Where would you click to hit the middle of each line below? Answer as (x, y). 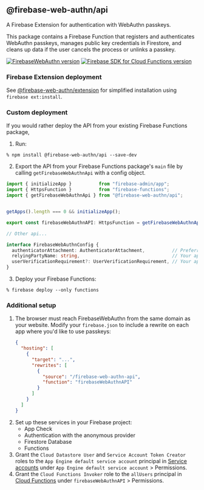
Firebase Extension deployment (54, 77)
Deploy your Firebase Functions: (56, 279)
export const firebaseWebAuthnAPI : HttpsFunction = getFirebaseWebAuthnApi (104, 222)
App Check (38, 429)
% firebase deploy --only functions (53, 290)
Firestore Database (48, 441)
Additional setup (31, 305)
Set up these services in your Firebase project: (73, 422)
